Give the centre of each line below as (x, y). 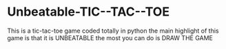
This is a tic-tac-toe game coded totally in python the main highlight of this (113, 31)
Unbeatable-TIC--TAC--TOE (89, 12)
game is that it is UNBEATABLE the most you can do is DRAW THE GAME (110, 37)
